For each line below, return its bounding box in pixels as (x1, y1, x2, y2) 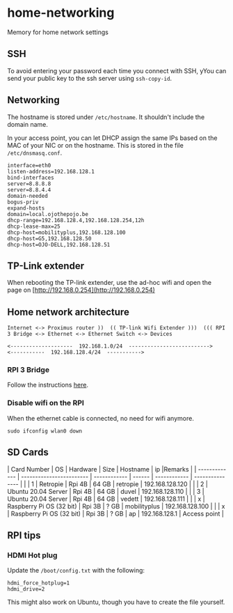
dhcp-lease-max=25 (7, 223, 61, 230)
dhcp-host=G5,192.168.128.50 (7, 235, 92, 242)
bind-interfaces (7, 174, 54, 181)
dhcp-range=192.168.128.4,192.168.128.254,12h (7, 217, 145, 224)
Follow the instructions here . (7, 381, 89, 389)
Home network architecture (7, 306, 130, 318)
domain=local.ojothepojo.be (7, 210, 89, 217)
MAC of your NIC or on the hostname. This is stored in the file (7, 141, 184, 149)
